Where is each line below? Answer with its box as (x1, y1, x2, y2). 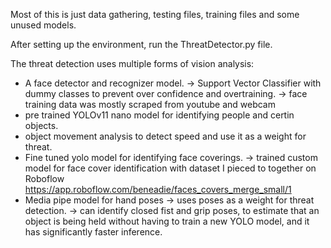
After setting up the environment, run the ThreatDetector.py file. (10, 39, 273, 50)
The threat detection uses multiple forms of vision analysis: (10, 58, 255, 69)
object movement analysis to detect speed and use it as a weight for (24, 130, 307, 142)
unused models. (10, 19, 77, 31)
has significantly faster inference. (24, 226, 163, 238)
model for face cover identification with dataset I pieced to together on (24, 162, 317, 174)
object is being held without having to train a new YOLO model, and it (24, 215, 310, 227)
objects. (24, 120, 59, 131)
